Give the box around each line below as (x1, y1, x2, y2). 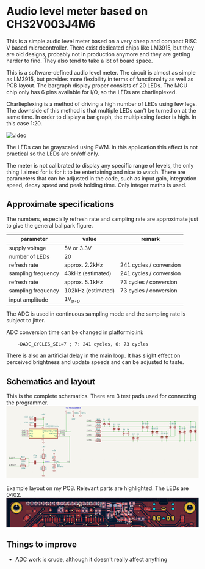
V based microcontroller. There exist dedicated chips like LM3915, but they (6, 44, 194, 51)
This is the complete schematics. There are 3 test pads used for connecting (6, 393, 197, 400)
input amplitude (9, 296, 48, 303)
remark (141, 236, 160, 243)
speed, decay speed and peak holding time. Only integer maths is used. (6, 181, 187, 188)
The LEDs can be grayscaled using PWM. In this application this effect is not (6, 143, 198, 151)
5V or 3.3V (63, 244, 92, 251)
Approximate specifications (6, 199, 115, 209)
